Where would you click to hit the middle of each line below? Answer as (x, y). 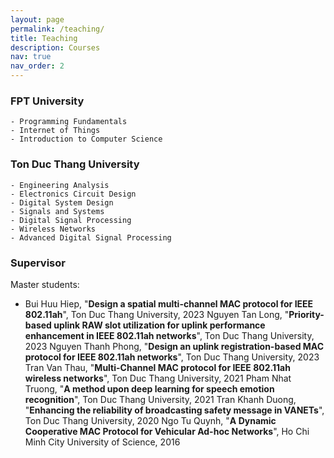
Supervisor (38, 263)
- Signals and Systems (57, 211)
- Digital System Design (62, 202)
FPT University (47, 101)
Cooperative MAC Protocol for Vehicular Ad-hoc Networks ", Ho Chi (167, 431)
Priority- (306, 314)
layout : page (37, 19)
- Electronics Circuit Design (73, 194)
